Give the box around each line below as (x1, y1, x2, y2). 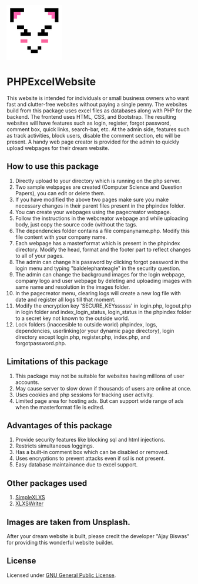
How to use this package (6, 162, 99, 172)
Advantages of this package (6, 421, 112, 431)
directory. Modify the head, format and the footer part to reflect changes (15, 246, 192, 253)
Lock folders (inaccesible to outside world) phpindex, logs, (15, 321, 157, 328)
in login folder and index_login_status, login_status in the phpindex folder (15, 308, 192, 315)
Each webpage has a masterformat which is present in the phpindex (15, 239, 180, 246)
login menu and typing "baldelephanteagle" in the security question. (15, 265, 181, 272)
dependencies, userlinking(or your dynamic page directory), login (15, 327, 174, 334)
